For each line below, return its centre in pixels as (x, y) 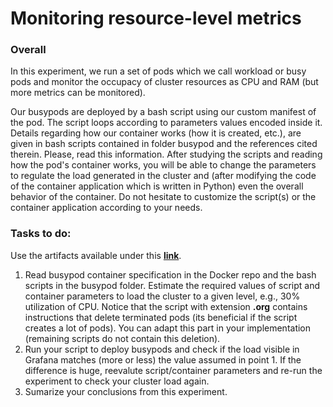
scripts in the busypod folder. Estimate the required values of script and (172, 285)
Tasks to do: (41, 234)
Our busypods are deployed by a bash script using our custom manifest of (163, 112)
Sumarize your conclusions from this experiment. (126, 391)
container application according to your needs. (106, 208)
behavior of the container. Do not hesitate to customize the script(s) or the (163, 197)
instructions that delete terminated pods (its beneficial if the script (161, 317)
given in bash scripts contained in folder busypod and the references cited (164, 144)
